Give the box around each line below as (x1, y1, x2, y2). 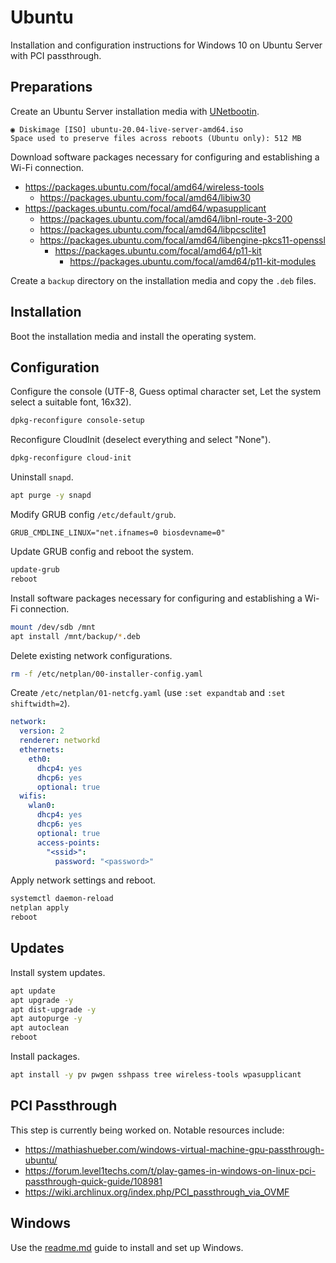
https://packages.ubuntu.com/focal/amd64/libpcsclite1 (39, 223, 267, 235)
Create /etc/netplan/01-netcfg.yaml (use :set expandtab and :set (10, 687, 286, 699)
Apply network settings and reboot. (10, 874, 157, 886)
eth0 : (28, 754, 52, 764)
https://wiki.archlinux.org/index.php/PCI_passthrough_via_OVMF (24, 1186, 290, 1198)
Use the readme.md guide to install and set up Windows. (10, 1241, 244, 1253)
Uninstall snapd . (10, 471, 74, 483)
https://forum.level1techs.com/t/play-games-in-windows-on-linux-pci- (24, 1164, 317, 1176)
